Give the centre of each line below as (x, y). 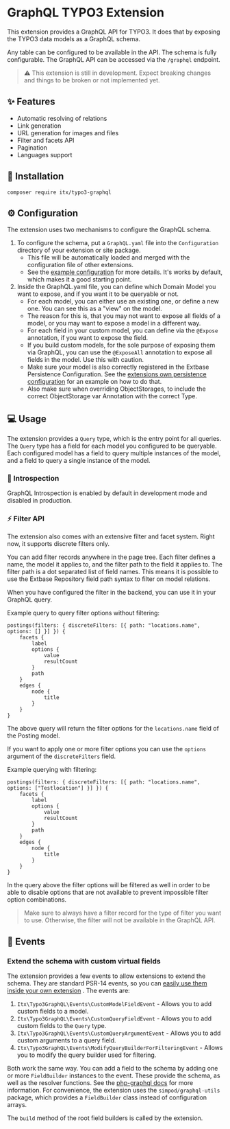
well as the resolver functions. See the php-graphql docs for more (100, 1083)
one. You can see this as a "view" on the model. (94, 309)
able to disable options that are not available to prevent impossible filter (108, 892)
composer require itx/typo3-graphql (59, 192)
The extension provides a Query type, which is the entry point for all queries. (114, 439)
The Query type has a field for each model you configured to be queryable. (112, 446)
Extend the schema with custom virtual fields (84, 961)
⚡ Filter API (26, 518)
